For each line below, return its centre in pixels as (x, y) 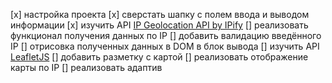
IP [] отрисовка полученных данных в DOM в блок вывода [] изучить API (165, 46)
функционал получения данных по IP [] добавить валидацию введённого (166, 35)
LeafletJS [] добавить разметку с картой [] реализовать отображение (159, 57)
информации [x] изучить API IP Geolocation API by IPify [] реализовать (159, 25)
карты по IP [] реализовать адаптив (86, 67)
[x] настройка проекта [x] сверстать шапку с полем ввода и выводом (160, 14)
